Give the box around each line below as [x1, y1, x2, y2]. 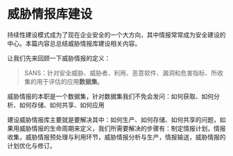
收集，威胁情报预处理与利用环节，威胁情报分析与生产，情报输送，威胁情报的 [7, 132, 226, 141]
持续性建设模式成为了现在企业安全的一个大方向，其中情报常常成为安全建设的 [7, 31, 226, 39]
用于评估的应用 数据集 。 [36, 77, 104, 85]
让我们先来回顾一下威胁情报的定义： [7, 53, 111, 62]
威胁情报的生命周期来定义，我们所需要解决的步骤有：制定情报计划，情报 [19, 124, 226, 132]
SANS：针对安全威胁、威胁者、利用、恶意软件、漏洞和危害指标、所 [24, 69, 217, 77]
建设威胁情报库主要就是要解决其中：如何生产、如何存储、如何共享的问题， [7, 115, 220, 123]
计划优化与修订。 [7, 141, 56, 150]
